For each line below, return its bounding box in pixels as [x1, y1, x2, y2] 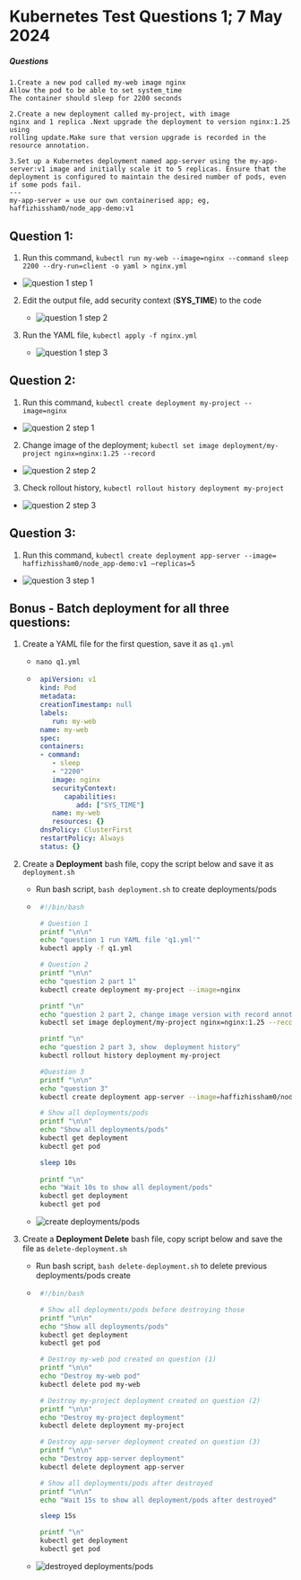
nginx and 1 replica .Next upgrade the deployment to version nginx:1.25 [9, 118, 291, 127]
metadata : [39, 692, 77, 702]
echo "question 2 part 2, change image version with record [39, 1010, 269, 1019]
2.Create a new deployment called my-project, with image [9, 110, 230, 119]
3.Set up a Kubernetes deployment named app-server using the [9, 157, 246, 166]
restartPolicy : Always [39, 834, 125, 843]
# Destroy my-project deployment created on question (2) [39, 1396, 262, 1405]
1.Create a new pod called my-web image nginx [9, 78, 186, 87]
